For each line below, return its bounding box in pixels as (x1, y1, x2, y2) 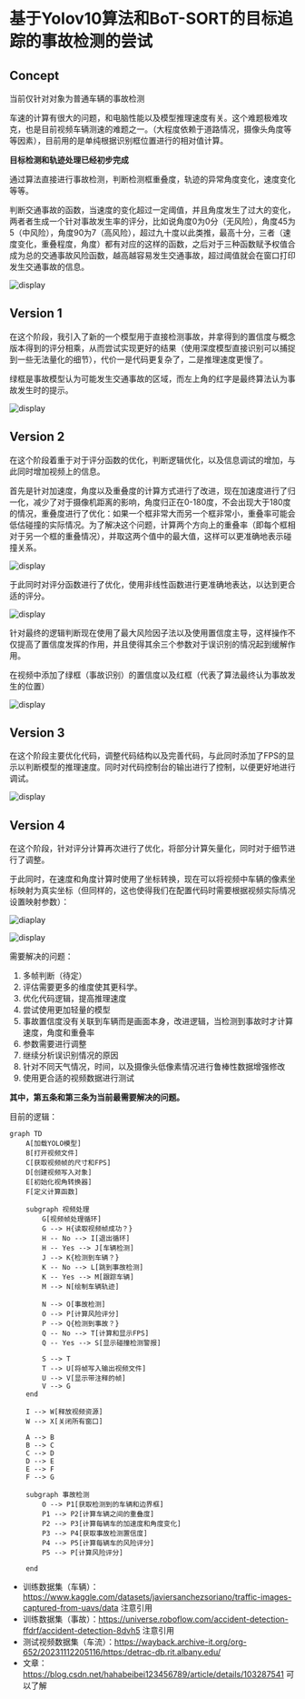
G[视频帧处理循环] (42, 1215, 102, 1224)
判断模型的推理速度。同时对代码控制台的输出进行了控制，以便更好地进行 (25, 761, 296, 773)
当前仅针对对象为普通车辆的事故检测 (9, 93, 145, 104)
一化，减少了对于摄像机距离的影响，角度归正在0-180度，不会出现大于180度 (9, 497, 291, 508)
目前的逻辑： (9, 1111, 57, 1122)
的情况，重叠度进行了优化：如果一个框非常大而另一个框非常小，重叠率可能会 (9, 508, 296, 518)
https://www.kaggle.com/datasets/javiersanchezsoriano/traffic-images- (22, 1592, 292, 1603)
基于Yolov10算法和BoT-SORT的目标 (9, 8, 278, 29)
